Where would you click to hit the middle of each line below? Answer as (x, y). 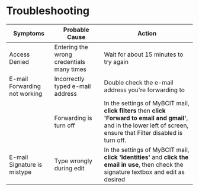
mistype (20, 171)
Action (147, 33)
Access (20, 54)
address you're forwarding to (145, 90)
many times (70, 69)
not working (26, 93)
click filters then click (135, 111)
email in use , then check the (144, 164)
